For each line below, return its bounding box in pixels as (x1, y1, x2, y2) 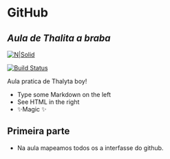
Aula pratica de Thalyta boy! (7, 77, 87, 85)
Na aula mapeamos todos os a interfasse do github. (17, 143, 164, 152)
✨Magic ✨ (17, 105, 47, 113)
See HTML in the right (17, 98, 80, 106)
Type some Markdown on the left (17, 91, 111, 98)
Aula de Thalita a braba (7, 32, 111, 44)
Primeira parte (7, 125, 70, 137)
